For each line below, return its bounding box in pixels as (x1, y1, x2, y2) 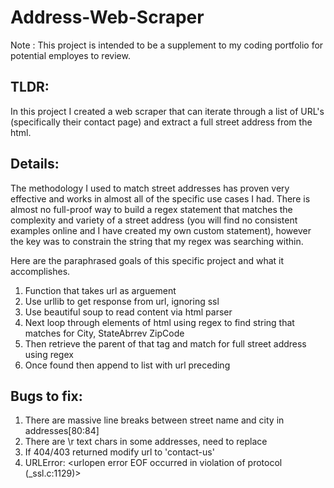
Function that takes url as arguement (24, 284, 177, 296)
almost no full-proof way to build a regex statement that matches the (10, 203, 293, 215)
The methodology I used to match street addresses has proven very (10, 182, 290, 194)
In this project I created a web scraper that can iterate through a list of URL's (10, 105, 325, 117)
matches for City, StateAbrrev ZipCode (24, 327, 185, 339)
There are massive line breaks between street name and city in (24, 414, 285, 426)
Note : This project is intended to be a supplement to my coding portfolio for (10, 39, 324, 51)
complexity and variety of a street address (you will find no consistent (10, 214, 298, 226)
